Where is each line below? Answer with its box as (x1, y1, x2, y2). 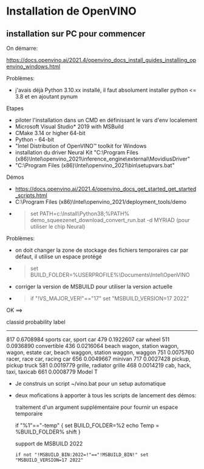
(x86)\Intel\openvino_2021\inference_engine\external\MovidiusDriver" (15, 155, 190, 162)
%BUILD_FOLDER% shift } (15, 428, 81, 436)
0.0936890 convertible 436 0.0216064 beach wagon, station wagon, (6, 342, 179, 349)
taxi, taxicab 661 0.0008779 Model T (6, 368, 98, 375)
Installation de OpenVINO (6, 4, 137, 18)
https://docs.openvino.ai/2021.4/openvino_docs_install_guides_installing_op (6, 57, 196, 63)
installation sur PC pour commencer (6, 29, 146, 39)
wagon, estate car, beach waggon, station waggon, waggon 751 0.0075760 (6, 349, 194, 356)
